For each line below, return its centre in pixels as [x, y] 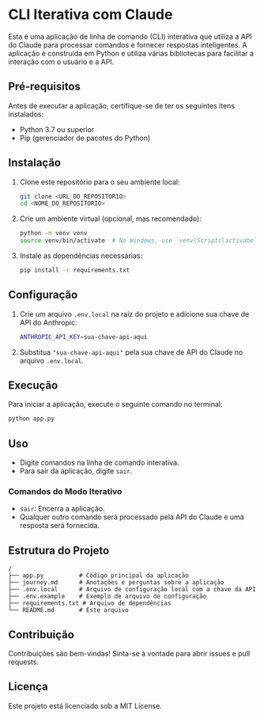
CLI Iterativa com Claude [91, 15]
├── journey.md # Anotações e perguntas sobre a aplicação [116, 583]
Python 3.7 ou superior [57, 129]
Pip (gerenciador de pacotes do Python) [85, 138]
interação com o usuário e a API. [61, 62]
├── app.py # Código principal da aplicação [99, 576]
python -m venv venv [53, 234]
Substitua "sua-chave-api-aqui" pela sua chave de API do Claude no [131, 352]
